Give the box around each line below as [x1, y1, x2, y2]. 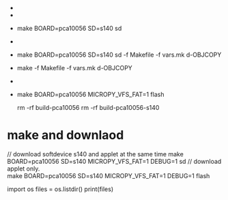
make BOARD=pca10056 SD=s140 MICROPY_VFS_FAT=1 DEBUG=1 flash [7, 171, 210, 180]
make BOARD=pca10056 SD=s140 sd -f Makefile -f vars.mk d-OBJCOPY [16, 51, 222, 59]
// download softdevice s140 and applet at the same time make [7, 149, 184, 158]
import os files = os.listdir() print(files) [7, 185, 114, 193]
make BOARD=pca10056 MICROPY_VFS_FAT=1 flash [16, 90, 165, 98]
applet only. [7, 165, 40, 173]
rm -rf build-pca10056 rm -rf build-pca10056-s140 [16, 104, 160, 111]
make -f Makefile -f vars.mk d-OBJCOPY [16, 64, 133, 72]
